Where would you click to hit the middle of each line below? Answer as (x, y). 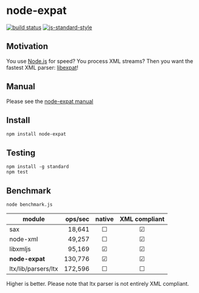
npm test (17, 172)
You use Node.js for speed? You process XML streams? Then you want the (100, 61)
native (104, 219)
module (34, 219)
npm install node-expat (36, 134)
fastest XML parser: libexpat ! (42, 67)
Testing (21, 153)
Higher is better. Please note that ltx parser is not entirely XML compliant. (98, 284)
